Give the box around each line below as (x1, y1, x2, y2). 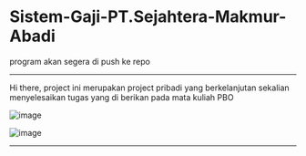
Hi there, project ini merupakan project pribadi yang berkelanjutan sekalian (9, 82, 290, 93)
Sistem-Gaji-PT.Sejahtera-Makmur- (9, 6, 287, 27)
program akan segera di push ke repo (9, 56, 150, 67)
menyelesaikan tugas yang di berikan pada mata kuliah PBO (9, 91, 234, 102)
